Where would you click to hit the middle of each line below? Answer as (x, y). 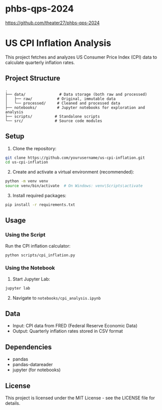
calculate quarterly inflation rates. (40, 62)
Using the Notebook (30, 268)
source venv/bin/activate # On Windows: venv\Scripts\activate (74, 186)
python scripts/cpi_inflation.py (40, 255)
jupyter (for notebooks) (36, 370)
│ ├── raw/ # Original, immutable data (60, 99)
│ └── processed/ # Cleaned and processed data (63, 103)
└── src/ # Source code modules (54, 121)
